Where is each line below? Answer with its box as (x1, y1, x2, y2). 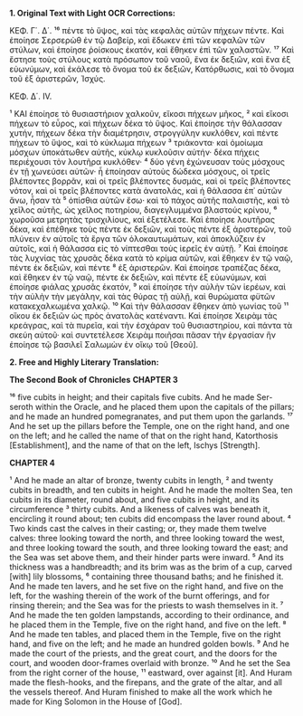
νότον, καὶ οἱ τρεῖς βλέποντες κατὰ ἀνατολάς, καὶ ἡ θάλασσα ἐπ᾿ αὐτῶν (9, 186, 283, 196)
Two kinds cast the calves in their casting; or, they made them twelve (9, 523, 267, 533)
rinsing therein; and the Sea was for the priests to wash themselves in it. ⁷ (9, 600, 284, 610)
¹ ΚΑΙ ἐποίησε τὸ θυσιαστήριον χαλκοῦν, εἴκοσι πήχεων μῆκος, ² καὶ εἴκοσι (9, 109, 289, 119)
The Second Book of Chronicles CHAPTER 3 (9, 375, 178, 385)
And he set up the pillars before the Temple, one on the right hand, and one (9, 421, 290, 431)
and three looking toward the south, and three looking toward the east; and (9, 542, 289, 553)
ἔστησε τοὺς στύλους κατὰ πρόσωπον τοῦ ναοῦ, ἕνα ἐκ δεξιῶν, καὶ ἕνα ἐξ (9, 54, 291, 64)
